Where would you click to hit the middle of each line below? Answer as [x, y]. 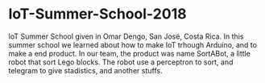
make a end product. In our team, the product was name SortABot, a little [130, 53]
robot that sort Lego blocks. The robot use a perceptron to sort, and [121, 62]
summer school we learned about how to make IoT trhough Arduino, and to [133, 44]
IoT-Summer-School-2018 [97, 14]
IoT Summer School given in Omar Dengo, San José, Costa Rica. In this [126, 36]
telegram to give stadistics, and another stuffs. [85, 70]
